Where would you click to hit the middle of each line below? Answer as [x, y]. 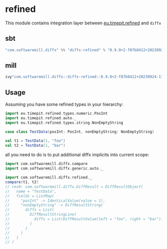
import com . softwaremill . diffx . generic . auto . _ [54, 168]
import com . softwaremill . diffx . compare [46, 164]
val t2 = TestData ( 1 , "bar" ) [35, 145]
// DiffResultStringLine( [41, 215]
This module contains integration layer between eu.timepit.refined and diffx [83, 23]
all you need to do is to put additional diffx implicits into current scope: [77, 155]
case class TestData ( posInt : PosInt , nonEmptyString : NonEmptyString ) [80, 132]
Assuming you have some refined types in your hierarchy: [64, 104]
